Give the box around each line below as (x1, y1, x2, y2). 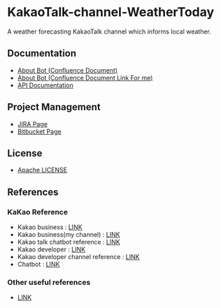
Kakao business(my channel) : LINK (17, 230, 120, 239)
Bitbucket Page (17, 127, 62, 135)
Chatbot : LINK (17, 260, 60, 269)
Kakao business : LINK (17, 223, 83, 231)
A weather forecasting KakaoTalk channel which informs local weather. (7, 27, 212, 36)
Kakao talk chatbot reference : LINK (17, 238, 120, 247)
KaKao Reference (7, 207, 69, 217)
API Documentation (17, 81, 73, 89)
